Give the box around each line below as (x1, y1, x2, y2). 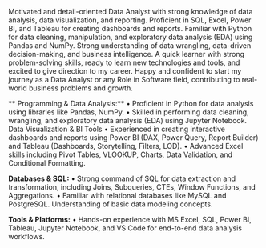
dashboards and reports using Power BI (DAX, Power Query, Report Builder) (8, 133, 259, 142)
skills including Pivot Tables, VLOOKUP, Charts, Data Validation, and (8, 150, 233, 159)
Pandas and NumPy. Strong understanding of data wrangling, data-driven (8, 41, 252, 50)
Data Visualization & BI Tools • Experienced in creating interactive (8, 124, 226, 134)
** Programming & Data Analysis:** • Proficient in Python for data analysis (8, 99, 254, 108)
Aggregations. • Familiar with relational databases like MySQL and (8, 191, 227, 200)
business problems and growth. (28, 83, 134, 93)
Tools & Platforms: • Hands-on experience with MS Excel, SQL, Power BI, (8, 215, 252, 224)
